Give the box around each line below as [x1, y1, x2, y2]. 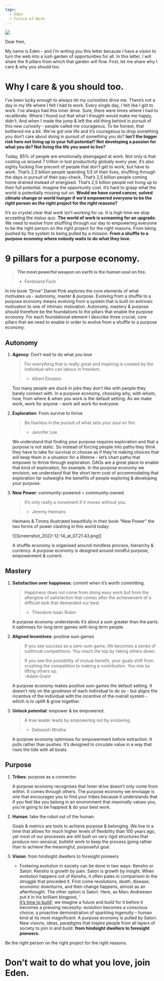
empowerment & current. [12, 553, 63, 559]
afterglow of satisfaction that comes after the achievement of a [24, 594, 152, 600]
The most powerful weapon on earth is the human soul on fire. [17, 269, 147, 275]
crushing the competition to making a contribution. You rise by [24, 662, 150, 668]
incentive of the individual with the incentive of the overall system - [12, 693, 148, 699]
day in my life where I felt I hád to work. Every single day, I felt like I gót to [5, 102, 153, 108]
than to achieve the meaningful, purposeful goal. [12, 844, 111, 849]
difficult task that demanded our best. [24, 600, 100, 606]
